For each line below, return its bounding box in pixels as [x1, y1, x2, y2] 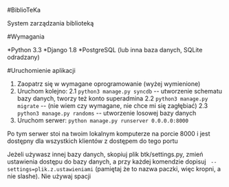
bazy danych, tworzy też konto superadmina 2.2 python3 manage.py [17, 94, 208, 102]
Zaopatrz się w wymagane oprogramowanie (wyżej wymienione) [17, 80, 201, 88]
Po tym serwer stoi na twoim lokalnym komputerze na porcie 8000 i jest [7, 130, 210, 137]
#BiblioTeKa [7, 6, 41, 14]
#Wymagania [7, 32, 45, 41]
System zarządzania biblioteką [7, 19, 94, 27]
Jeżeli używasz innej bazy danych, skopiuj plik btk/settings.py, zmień [7, 151, 204, 158]
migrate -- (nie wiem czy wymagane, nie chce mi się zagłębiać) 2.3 [17, 102, 208, 109]
